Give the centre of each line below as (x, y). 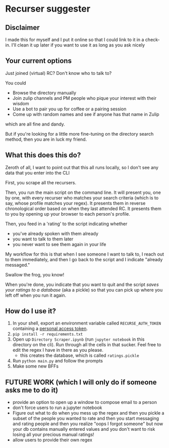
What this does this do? (43, 155)
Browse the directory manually (44, 93)
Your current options (39, 61)
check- (152, 39)
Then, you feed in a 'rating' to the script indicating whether (66, 224)
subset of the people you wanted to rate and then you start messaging (86, 419)
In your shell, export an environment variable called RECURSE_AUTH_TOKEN (87, 323)
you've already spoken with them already (55, 233)
